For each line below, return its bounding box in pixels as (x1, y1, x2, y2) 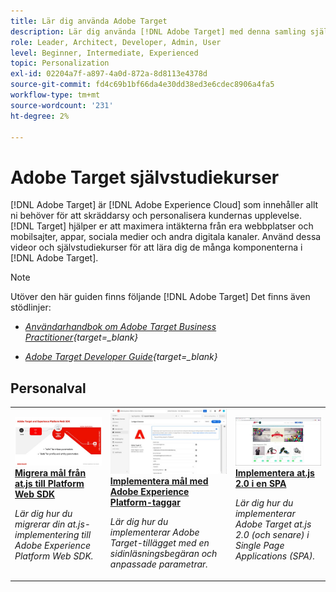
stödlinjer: (10, 301, 52, 314)
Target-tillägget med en (109, 537, 210, 549)
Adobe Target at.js (234, 518, 312, 530)
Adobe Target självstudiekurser (10, 166, 280, 189)
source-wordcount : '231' (10, 100, 114, 110)
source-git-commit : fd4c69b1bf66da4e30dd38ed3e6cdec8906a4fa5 (10, 80, 275, 90)
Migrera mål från (14, 467, 87, 479)
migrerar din (14, 518, 66, 530)
